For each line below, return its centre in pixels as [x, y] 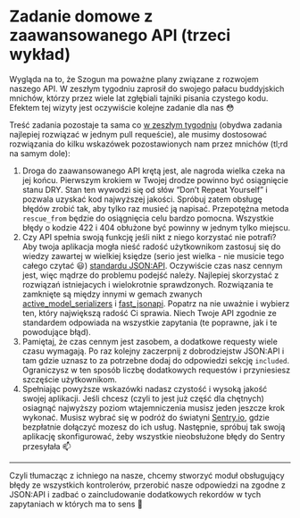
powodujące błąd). [56, 331]
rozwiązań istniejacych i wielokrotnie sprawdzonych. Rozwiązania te [148, 284]
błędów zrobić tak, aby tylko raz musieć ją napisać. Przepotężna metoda [155, 208]
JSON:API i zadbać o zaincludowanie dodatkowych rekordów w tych [135, 494]
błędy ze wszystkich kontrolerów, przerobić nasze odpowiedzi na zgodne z [147, 485]
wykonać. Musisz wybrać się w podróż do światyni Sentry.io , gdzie [146, 417]
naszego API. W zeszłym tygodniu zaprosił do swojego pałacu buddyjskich [147, 88]
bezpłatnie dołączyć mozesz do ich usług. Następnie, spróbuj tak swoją [154, 427]
